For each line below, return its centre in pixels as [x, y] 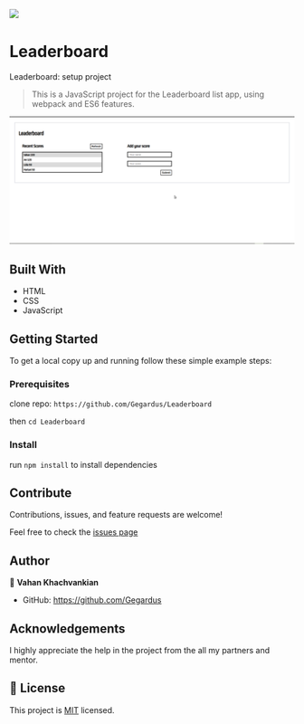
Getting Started [54, 339]
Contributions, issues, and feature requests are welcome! [116, 515]
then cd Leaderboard [47, 422]
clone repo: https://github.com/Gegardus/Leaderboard [111, 404]
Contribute [41, 493]
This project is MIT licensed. [62, 710]
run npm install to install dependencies [84, 464]
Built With [38, 269]
